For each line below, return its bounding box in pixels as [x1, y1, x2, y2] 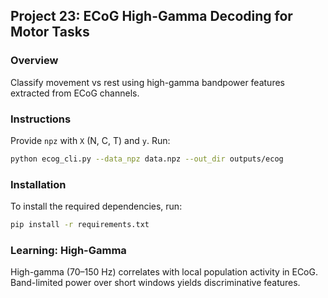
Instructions [10, 112, 72, 126]
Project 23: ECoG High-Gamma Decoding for [10, 8, 293, 25]
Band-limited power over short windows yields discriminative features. [10, 277, 301, 289]
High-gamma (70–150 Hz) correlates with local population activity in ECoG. [10, 266, 318, 278]
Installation [10, 177, 67, 191]
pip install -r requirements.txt [10, 220, 150, 230]
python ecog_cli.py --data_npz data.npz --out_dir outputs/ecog [10, 154, 284, 164]
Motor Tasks [10, 24, 90, 41]
